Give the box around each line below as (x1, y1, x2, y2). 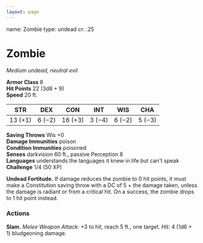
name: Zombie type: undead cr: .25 (6, 25, 95, 33)
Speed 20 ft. (6, 91, 38, 99)
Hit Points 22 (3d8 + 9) (6, 85, 65, 92)
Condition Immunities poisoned (6, 144, 87, 151)
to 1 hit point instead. (6, 194, 59, 201)
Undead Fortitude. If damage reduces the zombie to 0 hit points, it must (6, 175, 187, 182)
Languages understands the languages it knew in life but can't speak (6, 157, 179, 164)
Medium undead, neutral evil (6, 66, 78, 74)
